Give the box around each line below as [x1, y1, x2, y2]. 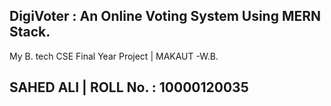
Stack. [9, 24, 51, 41]
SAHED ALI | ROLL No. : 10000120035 [9, 79, 249, 96]
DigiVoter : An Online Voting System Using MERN [9, 8, 322, 25]
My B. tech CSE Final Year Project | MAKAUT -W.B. [9, 50, 219, 62]
